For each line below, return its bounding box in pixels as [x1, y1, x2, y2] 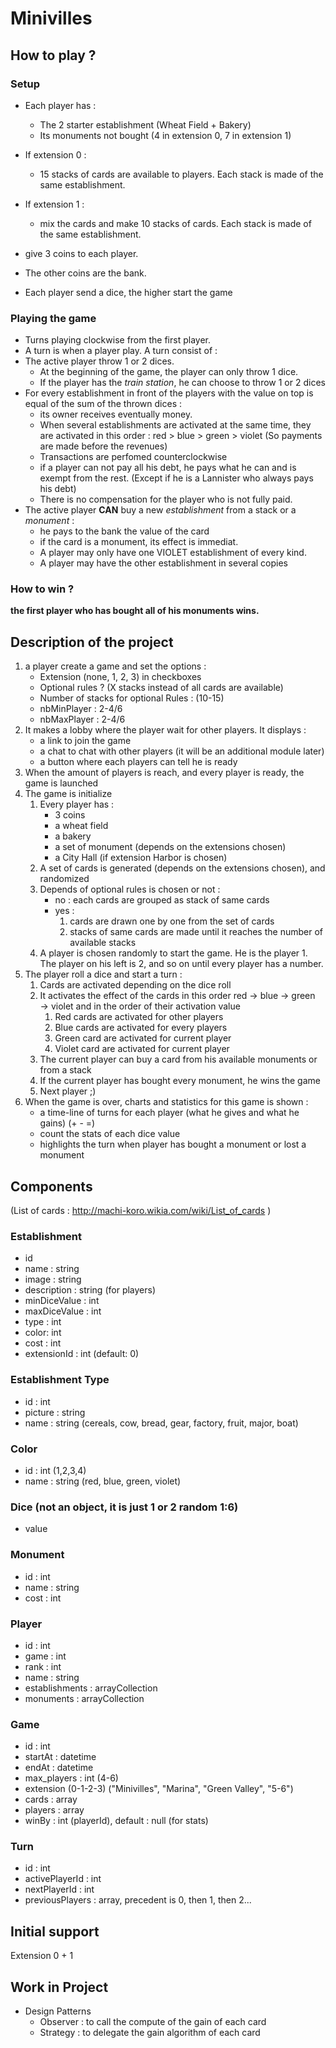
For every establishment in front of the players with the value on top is [24, 387, 314, 399]
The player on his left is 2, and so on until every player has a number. [39, 958, 324, 970]
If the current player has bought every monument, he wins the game [39, 1075, 321, 1087]
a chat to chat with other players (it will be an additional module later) [39, 745, 325, 757]
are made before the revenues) [39, 440, 168, 452]
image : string [24, 1273, 82, 1286]
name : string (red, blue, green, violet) [24, 1475, 182, 1487]
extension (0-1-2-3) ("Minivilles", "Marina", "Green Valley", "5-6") [24, 1783, 294, 1795]
